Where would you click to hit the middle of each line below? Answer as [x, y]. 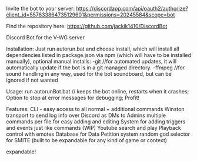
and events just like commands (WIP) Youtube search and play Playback [94, 128]
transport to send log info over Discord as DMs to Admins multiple [86, 115]
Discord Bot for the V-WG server [46, 37]
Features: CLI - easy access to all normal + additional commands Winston [95, 109]
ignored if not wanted [32, 80]
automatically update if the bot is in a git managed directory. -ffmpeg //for [96, 68]
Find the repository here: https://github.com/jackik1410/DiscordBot [87, 26]
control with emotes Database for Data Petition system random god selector [98, 134]
